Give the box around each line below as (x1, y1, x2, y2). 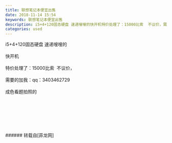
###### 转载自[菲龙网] (5, 132, 54, 138)
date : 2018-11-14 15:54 (5, 12, 56, 17)
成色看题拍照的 (5, 89, 37, 95)
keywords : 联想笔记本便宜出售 (5, 17, 63, 22)
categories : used (5, 27, 42, 32)
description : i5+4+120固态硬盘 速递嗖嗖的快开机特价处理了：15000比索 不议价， (5, 22, 163, 27)
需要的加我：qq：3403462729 (5, 77, 70, 83)
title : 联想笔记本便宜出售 (5, 7, 56, 13)
